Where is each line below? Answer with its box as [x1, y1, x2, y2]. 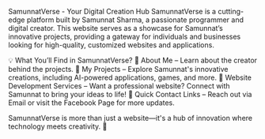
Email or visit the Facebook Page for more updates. [8, 98, 176, 107]
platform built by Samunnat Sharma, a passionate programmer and [26, 15, 244, 24]
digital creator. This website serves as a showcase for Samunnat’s [8, 24, 223, 32]
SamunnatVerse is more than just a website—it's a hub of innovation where [8, 114, 253, 122]
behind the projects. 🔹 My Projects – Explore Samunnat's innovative [8, 65, 229, 73]
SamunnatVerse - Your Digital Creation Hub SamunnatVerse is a [8, 7, 216, 16]
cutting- [217, 7, 244, 16]
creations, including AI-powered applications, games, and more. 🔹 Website [8, 73, 252, 82]
